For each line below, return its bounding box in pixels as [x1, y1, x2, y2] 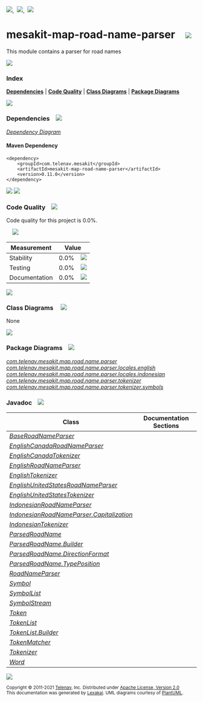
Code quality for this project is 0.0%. [6, 217, 98, 224]
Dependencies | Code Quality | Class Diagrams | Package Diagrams [6, 88, 180, 96]
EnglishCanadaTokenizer [9, 451, 80, 460]
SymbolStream [9, 599, 51, 607]
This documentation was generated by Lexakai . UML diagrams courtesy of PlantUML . [6, 689, 184, 696]
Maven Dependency [6, 142, 59, 149]
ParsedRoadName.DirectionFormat [9, 550, 109, 558]
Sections [153, 421, 179, 430]
